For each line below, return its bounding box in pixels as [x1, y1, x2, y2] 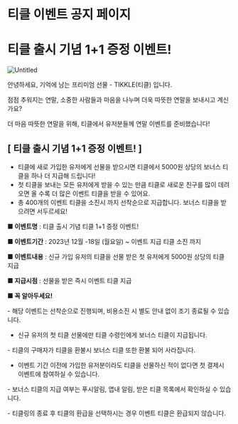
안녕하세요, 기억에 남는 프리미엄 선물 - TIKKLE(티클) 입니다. [7, 80, 173, 89]
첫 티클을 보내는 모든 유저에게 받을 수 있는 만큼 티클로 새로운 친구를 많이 [17, 180, 217, 189]
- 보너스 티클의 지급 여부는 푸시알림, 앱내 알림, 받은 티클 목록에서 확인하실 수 [7, 385, 218, 393]
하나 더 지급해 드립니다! [31, 171, 96, 180]
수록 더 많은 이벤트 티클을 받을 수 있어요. [38, 189, 151, 198]
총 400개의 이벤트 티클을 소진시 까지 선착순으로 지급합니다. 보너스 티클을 [17, 198, 220, 206]
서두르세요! [36, 207, 67, 216]
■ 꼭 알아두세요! [7, 291, 53, 300]
